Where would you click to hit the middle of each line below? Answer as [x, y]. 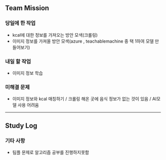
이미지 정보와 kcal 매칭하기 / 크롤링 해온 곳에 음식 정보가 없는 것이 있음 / [82, 99]
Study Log [21, 126]
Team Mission [27, 8]
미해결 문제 [18, 87]
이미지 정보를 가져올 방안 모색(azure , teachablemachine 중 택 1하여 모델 [83, 41]
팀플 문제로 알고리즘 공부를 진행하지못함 [51, 152]
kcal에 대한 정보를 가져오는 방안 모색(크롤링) [55, 35]
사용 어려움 [28, 105]
